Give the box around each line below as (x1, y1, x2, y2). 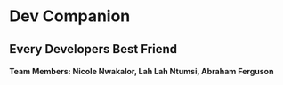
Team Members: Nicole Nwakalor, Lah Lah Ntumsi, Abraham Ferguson (9, 66, 274, 77)
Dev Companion (9, 6, 131, 27)
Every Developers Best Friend (9, 42, 178, 57)
